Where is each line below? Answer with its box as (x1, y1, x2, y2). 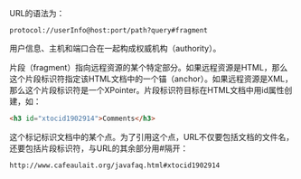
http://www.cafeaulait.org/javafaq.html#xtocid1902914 (9, 161, 221, 170)
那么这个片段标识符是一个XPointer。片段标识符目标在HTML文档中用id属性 (9, 85, 285, 95)
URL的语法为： (9, 8, 65, 18)
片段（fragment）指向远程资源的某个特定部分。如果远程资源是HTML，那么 (9, 62, 288, 72)
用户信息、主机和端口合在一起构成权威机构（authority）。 (9, 43, 221, 53)
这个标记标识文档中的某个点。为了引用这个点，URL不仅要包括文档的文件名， (9, 131, 295, 142)
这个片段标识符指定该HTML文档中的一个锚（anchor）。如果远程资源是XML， (9, 73, 294, 84)
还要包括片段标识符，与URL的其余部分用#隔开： (9, 143, 189, 154)
